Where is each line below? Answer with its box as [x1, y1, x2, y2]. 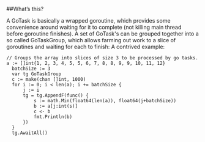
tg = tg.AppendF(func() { [22, 92, 89, 99]
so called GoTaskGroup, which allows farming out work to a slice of [6, 37, 176, 43]
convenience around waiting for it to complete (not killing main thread [6, 24, 182, 31]
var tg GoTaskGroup [12, 71, 62, 77]
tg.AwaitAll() [12, 130, 48, 136]
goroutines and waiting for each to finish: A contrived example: [6, 43, 165, 50]
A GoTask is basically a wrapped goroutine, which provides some [6, 17, 171, 24]
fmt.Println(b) [33, 114, 72, 120]
